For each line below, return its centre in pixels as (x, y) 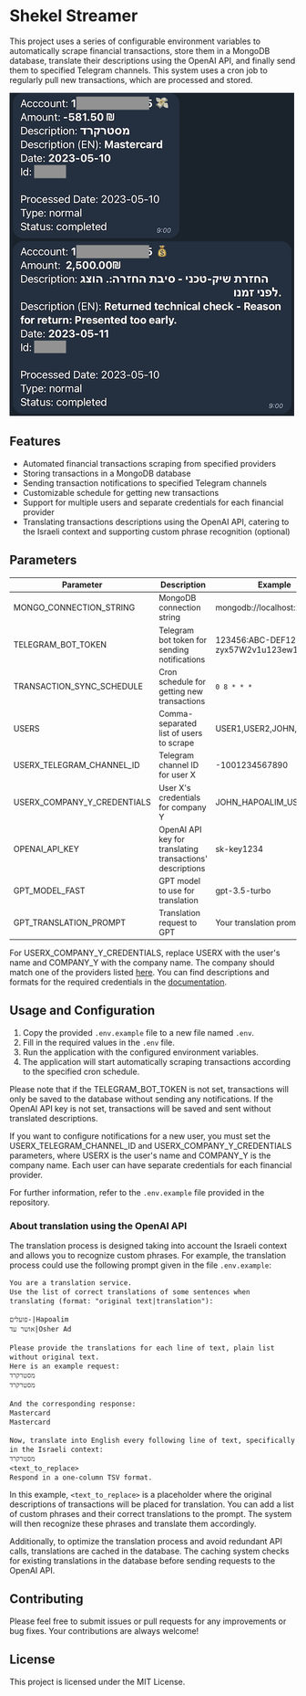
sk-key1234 (240, 848)
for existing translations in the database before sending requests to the (143, 1560)
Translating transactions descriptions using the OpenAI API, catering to (156, 521)
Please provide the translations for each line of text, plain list (142, 1348)
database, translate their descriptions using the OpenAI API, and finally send (153, 60)
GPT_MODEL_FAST (49, 890)
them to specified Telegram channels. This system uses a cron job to (139, 70)
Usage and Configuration (82, 1011)
